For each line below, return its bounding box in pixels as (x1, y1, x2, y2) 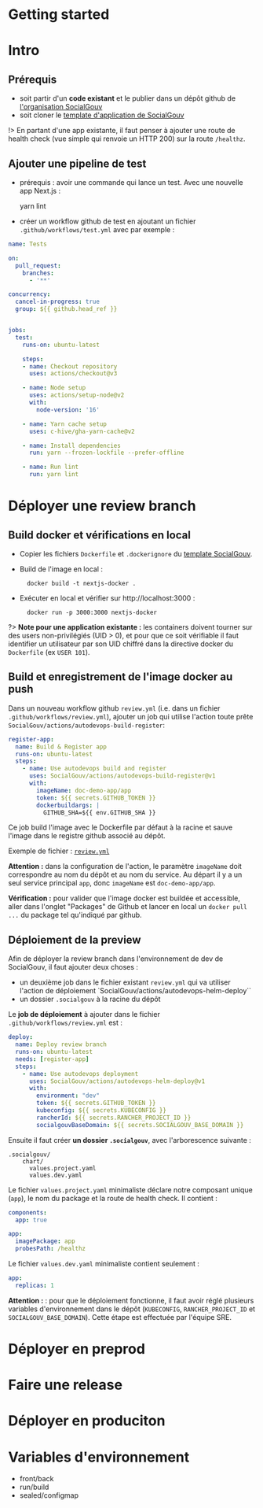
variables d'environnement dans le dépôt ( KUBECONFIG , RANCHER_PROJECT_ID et (8, 1304, 256, 1314)
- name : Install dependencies (22, 442, 122, 449)
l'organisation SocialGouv (19, 102, 103, 112)
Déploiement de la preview (8, 933, 141, 946)
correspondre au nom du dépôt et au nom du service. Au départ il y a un (8, 870, 243, 879)
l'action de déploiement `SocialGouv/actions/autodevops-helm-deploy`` (19, 986, 252, 996)
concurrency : (8, 290, 51, 298)
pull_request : (15, 261, 61, 269)
